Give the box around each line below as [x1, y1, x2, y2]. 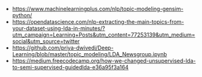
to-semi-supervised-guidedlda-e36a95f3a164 [12, 64, 129, 71]
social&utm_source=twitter [12, 38, 80, 45]
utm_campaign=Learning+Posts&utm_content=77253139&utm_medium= [12, 31, 196, 38]
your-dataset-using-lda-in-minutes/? [12, 24, 105, 32]
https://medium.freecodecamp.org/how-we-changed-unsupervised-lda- [12, 57, 196, 64]
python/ [12, 12, 32, 19]
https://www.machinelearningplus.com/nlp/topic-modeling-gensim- [12, 5, 184, 12]
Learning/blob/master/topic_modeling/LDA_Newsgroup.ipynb [12, 51, 167, 57]
